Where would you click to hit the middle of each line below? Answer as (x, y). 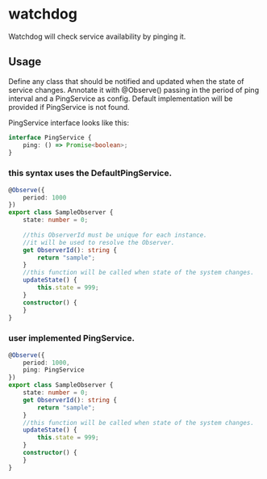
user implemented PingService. (72, 338)
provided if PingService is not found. (69, 107)
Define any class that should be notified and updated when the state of (126, 81)
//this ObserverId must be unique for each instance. (115, 235)
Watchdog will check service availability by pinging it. (97, 36)
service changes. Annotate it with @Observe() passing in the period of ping (134, 90)
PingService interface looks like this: (69, 123)
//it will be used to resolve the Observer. (99, 242)
